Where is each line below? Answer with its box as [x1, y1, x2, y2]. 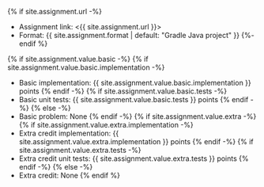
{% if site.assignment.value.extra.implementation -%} [18, 120, 194, 129]
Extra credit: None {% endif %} [18, 170, 120, 180]
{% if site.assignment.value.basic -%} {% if [7, 55, 149, 63]
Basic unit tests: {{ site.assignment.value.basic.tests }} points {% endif [18, 95, 249, 104]
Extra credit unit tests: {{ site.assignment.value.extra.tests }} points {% [18, 154, 249, 163]
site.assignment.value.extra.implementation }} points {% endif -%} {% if [18, 137, 254, 146]
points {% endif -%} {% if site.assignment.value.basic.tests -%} [18, 86, 228, 96]
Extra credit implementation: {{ [18, 128, 119, 138]
